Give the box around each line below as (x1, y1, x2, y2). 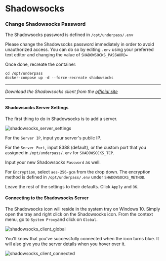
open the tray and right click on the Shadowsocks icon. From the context (5, 211, 153, 217)
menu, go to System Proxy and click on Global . (5, 216, 98, 222)
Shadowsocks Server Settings (5, 105, 69, 111)
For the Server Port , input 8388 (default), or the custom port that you (5, 144, 147, 150)
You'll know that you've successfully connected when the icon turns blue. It (5, 235, 159, 241)
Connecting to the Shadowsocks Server (5, 195, 89, 201)
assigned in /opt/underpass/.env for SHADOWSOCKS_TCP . (5, 149, 115, 156)
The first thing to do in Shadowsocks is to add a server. (5, 116, 118, 122)
